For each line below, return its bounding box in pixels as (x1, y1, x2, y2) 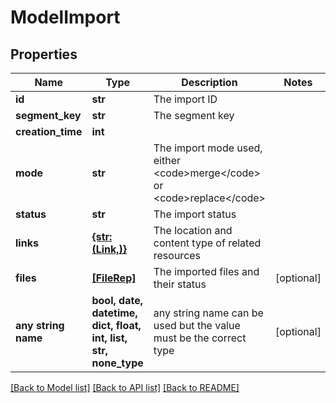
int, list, (91, 331, 128, 345)
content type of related (153, 236, 262, 250)
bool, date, (91, 294, 143, 307)
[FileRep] (91, 271, 137, 285)
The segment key (153, 109, 235, 122)
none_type (91, 356, 144, 370)
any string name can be (153, 306, 264, 320)
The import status (153, 207, 237, 221)
